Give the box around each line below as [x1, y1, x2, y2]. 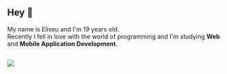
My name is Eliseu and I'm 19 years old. [7, 25, 120, 33]
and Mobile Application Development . [7, 39, 118, 48]
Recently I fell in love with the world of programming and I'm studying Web [7, 32, 220, 40]
